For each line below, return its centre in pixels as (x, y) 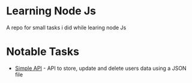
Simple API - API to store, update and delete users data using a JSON (101, 68)
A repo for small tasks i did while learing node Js (66, 27)
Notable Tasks (43, 52)
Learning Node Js (51, 11)
